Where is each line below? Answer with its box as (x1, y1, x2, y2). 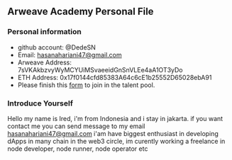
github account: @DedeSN (17, 42, 96, 52)
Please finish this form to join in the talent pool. (17, 81, 155, 89)
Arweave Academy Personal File (7, 6, 154, 18)
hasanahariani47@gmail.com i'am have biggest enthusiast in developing (7, 129, 219, 137)
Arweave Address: (17, 58, 72, 67)
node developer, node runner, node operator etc (7, 144, 148, 153)
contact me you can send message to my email (7, 122, 145, 130)
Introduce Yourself (7, 98, 73, 108)
